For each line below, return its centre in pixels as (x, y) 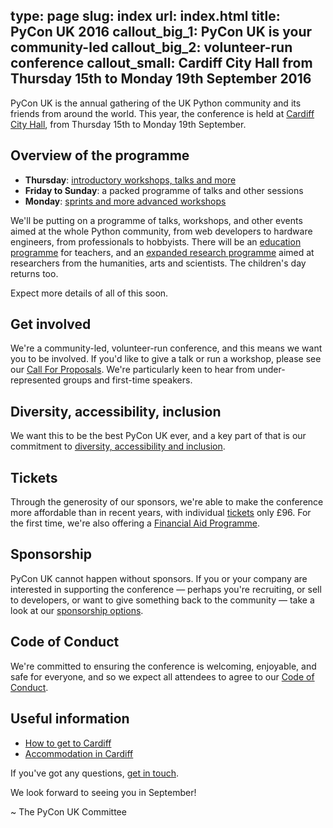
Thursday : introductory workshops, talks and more (130, 180)
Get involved (51, 324)
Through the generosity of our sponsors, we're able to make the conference (167, 502)
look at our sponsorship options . (77, 610)
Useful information (70, 719)
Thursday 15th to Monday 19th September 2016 (161, 79)
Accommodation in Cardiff (79, 753)
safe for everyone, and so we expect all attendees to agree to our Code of (162, 676)
